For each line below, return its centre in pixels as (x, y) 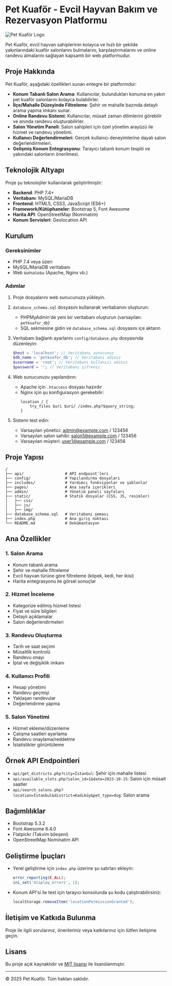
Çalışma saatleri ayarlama (40, 734)
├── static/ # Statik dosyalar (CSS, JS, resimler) (78, 496)
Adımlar (15, 286)
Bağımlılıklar (26, 811)
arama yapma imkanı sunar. (42, 110)
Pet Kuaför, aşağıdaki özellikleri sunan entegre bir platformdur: (71, 84)
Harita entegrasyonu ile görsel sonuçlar (54, 581)
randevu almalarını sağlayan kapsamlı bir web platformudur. (68, 55)
